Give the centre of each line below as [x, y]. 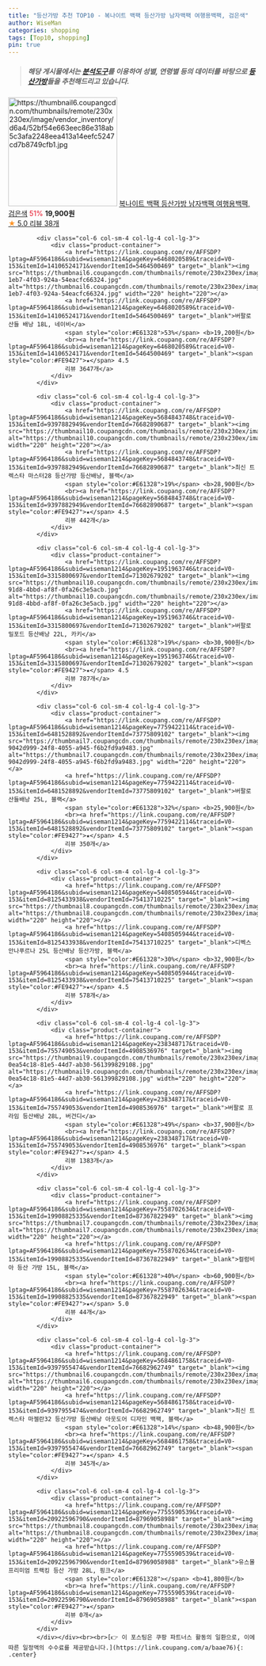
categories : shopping [44, 30]
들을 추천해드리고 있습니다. [88, 81]
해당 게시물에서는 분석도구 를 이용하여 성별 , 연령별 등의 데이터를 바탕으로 [137, 71]
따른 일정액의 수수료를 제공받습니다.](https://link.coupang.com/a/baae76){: [126, 1648]
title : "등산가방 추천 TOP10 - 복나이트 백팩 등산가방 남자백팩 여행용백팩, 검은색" [129, 15]
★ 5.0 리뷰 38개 [34, 223]
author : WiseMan [35, 23]
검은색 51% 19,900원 [42, 214]
